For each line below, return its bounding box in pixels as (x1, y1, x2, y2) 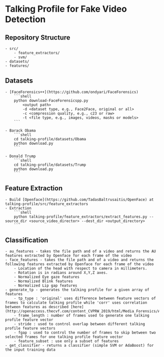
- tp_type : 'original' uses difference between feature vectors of (14, 296, 156, 301)
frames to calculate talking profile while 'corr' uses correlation (5, 300, 147, 305)
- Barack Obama (5, 128, 36, 133)
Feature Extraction (5, 184, 62, 193)
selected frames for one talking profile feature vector (5, 335, 123, 339)
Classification (5, 236, 48, 245)
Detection (5, 14, 46, 25)
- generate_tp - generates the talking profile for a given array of (5, 288, 150, 292)
